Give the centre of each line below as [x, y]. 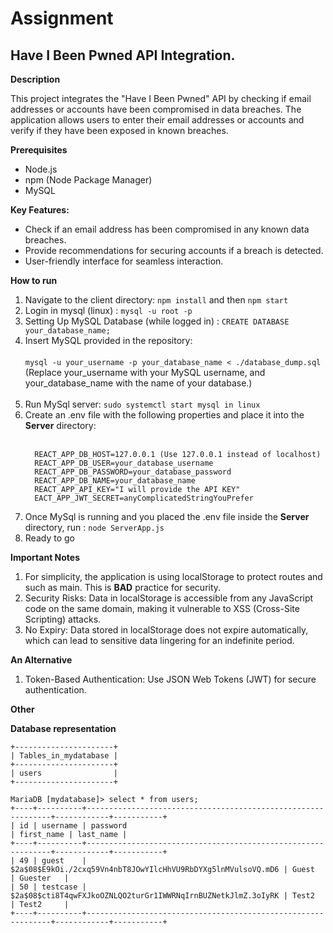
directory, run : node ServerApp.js [94, 527]
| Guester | [40, 878]
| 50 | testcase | [48, 887]
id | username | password [73, 826]
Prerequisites [39, 150]
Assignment [62, 18]
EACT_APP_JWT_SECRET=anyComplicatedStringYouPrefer [144, 498]
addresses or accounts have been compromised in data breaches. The [156, 109]
